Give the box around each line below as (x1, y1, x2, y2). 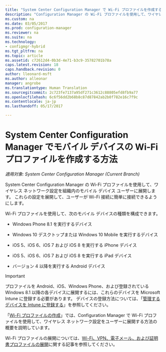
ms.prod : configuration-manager (5, 26, 72, 31)
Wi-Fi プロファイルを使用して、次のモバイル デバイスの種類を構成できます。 (5, 211, 161, 217)
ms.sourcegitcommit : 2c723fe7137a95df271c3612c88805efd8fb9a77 (5, 90, 138, 95)
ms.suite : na (5, 35, 32, 40)
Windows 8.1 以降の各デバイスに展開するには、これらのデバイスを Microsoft (5, 289, 161, 295)
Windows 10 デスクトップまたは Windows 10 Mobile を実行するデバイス (12, 231, 158, 237)
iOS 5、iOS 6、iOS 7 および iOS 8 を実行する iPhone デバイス (12, 242, 137, 248)
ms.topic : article (5, 53, 43, 58)
